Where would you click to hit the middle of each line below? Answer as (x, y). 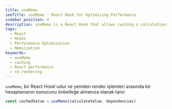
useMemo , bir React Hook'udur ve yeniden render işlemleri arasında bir (78, 86)
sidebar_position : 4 (27, 19)
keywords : (16, 53)
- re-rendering (26, 72)
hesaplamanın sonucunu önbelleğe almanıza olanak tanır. (66, 92)
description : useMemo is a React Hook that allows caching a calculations (87, 24)
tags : (11, 29)
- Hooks (18, 39)
